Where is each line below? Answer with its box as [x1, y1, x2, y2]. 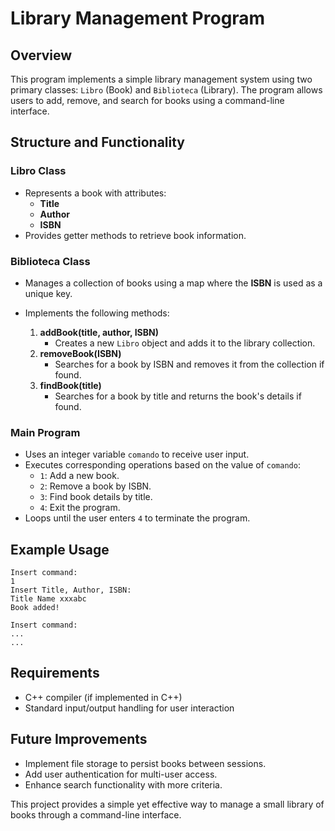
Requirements [10, 665, 100, 682]
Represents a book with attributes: [24, 187, 167, 199]
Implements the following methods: [24, 307, 170, 319]
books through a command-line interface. [10, 808, 182, 821]
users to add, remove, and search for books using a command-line [10, 95, 285, 106]
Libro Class [10, 164, 67, 178]
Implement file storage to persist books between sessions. [24, 757, 267, 769]
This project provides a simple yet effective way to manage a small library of [10, 798, 325, 810]
